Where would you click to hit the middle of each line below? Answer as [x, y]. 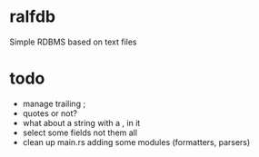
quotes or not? [50, 113]
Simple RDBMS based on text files [74, 42]
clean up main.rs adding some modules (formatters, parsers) [136, 142]
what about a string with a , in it [81, 123]
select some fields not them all [80, 132]
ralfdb [33, 17]
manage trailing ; [54, 103]
